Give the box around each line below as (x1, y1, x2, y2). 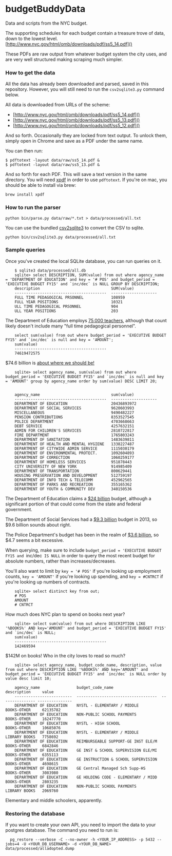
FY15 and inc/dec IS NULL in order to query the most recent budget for (5, 552, 155, 558)
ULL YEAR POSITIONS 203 (14, 308, 118, 314)
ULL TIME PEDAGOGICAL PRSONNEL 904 (14, 304, 118, 309)
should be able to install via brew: (5, 182, 76, 188)
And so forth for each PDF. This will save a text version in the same (5, 171, 147, 178)
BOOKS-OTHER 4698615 (5, 761, 59, 766)
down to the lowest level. (5, 35, 58, 42)
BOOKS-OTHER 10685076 (5, 725, 61, 730)
